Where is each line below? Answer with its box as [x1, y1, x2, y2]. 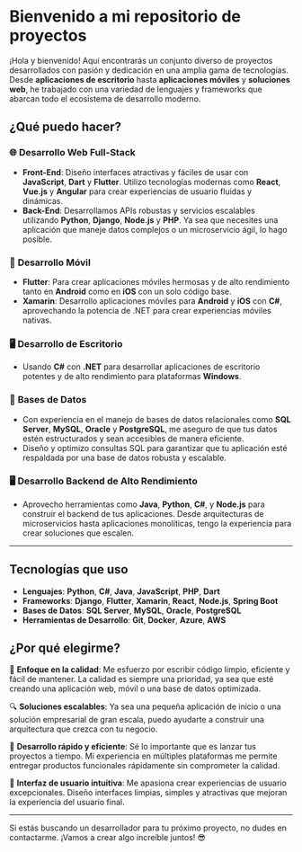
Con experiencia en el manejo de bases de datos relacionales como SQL [22, 413, 292, 424]
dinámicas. [22, 195, 63, 206]
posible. [22, 234, 52, 244]
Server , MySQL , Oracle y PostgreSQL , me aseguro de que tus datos [22, 423, 278, 434]
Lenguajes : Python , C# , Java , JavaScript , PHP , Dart [22, 586, 220, 597]
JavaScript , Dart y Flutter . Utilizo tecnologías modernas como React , [22, 176, 281, 187]
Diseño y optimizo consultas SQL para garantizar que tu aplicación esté [22, 442, 288, 453]
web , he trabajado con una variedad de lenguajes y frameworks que [9, 84, 262, 94]
